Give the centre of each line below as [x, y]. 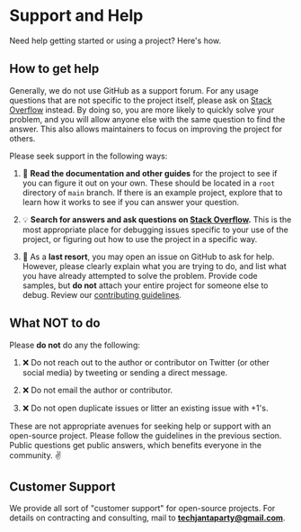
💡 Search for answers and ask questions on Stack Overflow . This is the [157, 219]
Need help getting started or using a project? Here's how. [115, 41]
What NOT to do [55, 324]
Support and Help [76, 16]
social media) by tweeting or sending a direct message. [125, 372]
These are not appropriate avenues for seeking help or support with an [140, 426]
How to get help [54, 69]
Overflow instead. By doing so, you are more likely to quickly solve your [142, 110]
